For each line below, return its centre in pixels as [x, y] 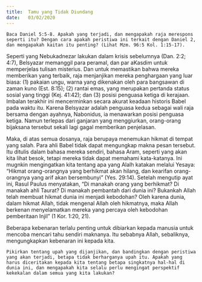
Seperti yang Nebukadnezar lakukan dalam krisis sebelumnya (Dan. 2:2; [96, 56]
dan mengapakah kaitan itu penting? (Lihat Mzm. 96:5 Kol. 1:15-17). [96, 45]
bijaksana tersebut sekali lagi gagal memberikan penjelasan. [81, 127]
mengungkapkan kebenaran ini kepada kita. [61, 241]
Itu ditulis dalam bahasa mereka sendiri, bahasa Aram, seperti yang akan [97, 152]
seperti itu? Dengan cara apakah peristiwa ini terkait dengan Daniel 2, [101, 39]
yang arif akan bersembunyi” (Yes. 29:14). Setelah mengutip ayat [112, 177]
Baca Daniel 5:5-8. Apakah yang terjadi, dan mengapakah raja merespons [100, 34]
